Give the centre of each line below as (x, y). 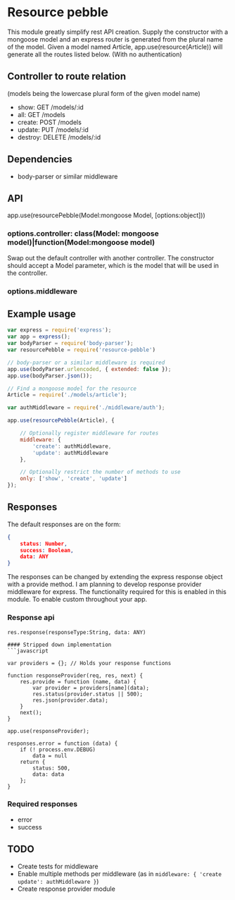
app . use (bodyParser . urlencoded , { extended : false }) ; (89, 369)
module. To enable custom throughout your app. (77, 600)
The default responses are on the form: (64, 524)
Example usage (42, 314)
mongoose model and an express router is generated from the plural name (115, 39)
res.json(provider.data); (71, 700)
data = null (50, 755)
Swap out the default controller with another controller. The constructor (111, 257)
